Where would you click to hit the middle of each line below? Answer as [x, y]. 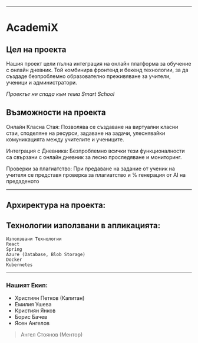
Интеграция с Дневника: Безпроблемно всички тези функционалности [95, 151]
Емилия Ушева [33, 305]
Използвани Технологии [34, 239]
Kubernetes [19, 265]
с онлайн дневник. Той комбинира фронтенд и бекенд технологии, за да [97, 70]
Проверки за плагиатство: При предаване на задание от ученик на [91, 169]
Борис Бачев [31, 317]
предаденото [23, 181]
